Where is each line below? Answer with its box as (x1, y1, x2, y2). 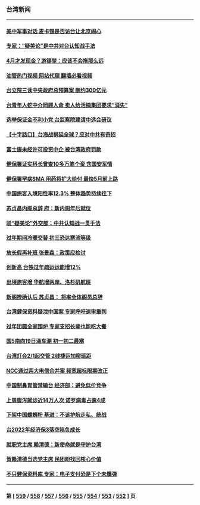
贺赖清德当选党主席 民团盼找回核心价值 (6, 456, 102, 463)
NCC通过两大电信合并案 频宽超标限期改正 (6, 367, 108, 374)
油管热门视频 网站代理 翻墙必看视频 (6, 72, 92, 79)
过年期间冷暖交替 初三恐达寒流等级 (6, 234, 91, 241)
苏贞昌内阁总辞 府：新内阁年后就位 (6, 205, 91, 212)
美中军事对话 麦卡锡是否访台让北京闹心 (6, 27, 102, 35)
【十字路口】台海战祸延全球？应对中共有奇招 (6, 131, 116, 138)
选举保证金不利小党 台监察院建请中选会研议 (6, 116, 112, 123)
